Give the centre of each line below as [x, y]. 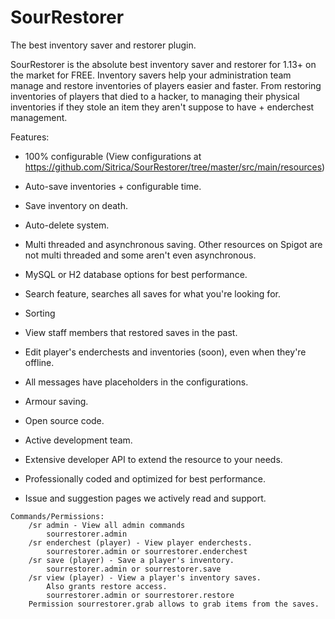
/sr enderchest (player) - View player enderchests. [140, 542]
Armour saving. [56, 401]
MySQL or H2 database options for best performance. [136, 274]
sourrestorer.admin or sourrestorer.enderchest [147, 551]
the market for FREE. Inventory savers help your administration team [151, 75]
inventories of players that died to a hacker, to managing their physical [155, 96]
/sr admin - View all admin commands [107, 525]
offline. [39, 362]
